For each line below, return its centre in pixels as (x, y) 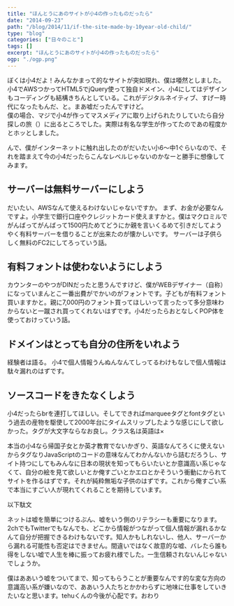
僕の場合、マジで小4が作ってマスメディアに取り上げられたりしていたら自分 (116, 115)
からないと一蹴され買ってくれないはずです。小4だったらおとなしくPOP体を (116, 311)
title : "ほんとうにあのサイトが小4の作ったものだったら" (80, 14)
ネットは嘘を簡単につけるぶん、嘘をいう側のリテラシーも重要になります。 (114, 519)
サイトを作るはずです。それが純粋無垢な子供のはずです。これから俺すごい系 (117, 481)
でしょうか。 (25, 563)
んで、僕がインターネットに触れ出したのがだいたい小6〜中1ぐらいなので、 (114, 147)
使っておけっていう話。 (41, 320)
